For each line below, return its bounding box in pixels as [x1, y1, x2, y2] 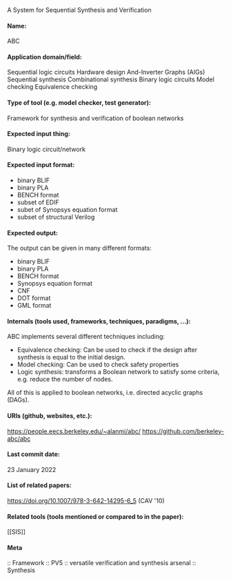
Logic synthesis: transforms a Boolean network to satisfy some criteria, [17, 368, 220, 376]
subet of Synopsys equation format [17, 206, 118, 214]
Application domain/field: [7, 52, 83, 61]
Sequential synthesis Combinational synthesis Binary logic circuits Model [7, 75, 215, 83]
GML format [17, 302, 52, 310]
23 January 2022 [7, 465, 57, 473]
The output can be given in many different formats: [7, 244, 152, 253]
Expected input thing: [7, 130, 70, 138]
